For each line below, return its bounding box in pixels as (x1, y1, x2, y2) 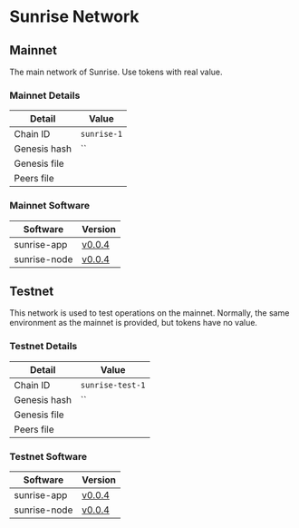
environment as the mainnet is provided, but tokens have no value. (9, 318, 258, 328)
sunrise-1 (80, 129, 123, 140)
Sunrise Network (9, 6, 140, 27)
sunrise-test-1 (80, 379, 147, 390)
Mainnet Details (9, 89, 81, 102)
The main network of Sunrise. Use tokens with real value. (9, 66, 224, 77)
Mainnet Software (9, 200, 91, 212)
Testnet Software (9, 450, 88, 463)
